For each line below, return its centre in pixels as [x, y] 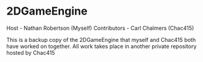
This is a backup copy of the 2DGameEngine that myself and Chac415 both [101, 40]
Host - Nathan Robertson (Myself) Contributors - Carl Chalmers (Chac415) [100, 28]
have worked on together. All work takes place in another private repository [101, 46]
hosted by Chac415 [31, 52]
